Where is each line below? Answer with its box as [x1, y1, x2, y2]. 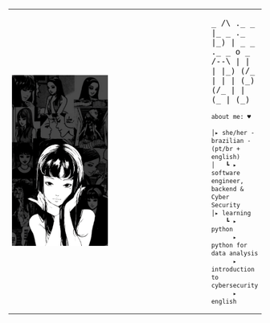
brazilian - [211, 137, 252, 145]
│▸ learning [211, 209, 252, 217]
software [211, 169, 241, 177]
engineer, [211, 177, 244, 185]
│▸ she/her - [211, 129, 255, 137]
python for [211, 241, 247, 249]
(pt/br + [211, 145, 241, 153]
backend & [211, 185, 244, 193]
